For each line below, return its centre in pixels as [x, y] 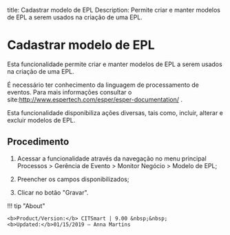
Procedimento [38, 142]
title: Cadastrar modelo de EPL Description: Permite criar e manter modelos [114, 10]
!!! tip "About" [26, 205]
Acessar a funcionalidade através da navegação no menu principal [112, 159]
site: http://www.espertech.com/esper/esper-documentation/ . [95, 99]
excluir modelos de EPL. [41, 120]
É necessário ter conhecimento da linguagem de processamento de [103, 85]
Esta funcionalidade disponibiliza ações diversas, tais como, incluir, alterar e [115, 112]
